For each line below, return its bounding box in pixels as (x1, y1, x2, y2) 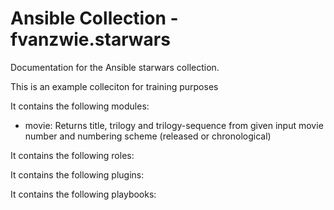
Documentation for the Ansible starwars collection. (10, 61, 220, 73)
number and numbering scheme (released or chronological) (24, 130, 272, 142)
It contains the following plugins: (10, 168, 145, 181)
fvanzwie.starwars (10, 28, 171, 51)
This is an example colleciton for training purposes (10, 80, 219, 92)
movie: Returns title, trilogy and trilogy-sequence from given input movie (24, 119, 324, 131)
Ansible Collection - (10, 7, 179, 30)
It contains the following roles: (10, 149, 135, 161)
